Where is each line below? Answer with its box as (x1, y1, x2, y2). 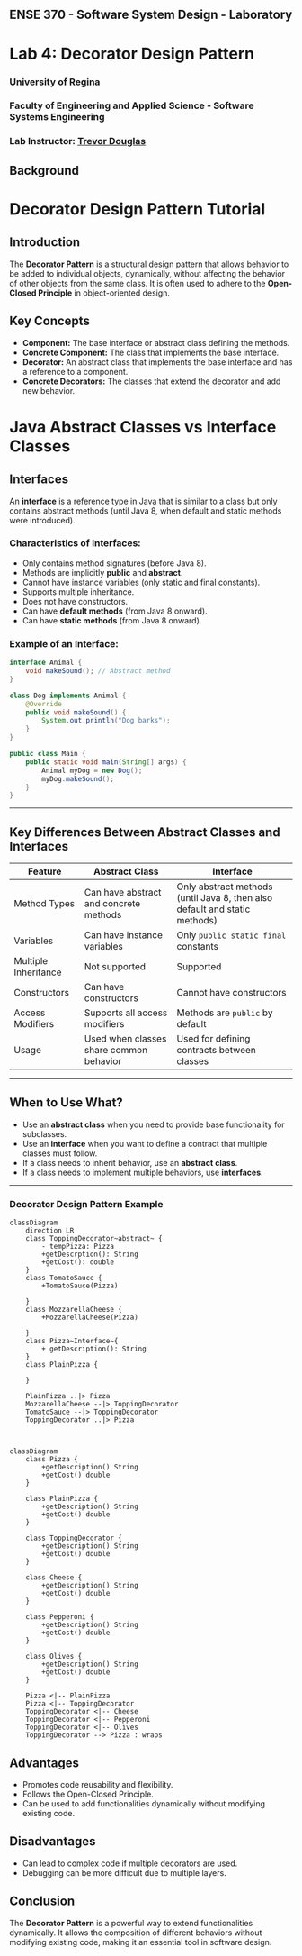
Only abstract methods (176, 880, 273, 893)
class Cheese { (25, 1573, 83, 1582)
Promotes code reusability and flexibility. (22, 1779, 173, 1789)
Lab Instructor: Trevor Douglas (9, 135, 147, 148)
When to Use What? (9, 1095, 123, 1111)
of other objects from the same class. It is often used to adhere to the (9, 277, 266, 288)
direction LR (25, 1226, 75, 1235)
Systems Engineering (9, 111, 105, 123)
